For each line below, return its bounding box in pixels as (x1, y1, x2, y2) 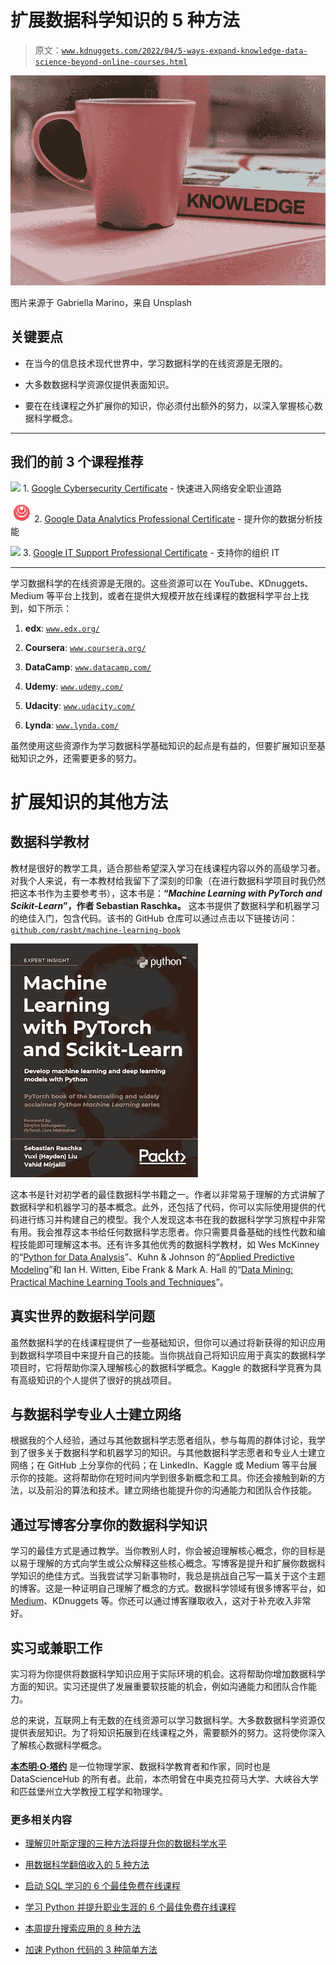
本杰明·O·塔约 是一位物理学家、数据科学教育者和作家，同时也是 (10, 1760, 272, 1772)
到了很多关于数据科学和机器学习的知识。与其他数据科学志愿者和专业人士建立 (10, 1447, 326, 1459)
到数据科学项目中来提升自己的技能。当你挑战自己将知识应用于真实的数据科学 (10, 1349, 326, 1361)
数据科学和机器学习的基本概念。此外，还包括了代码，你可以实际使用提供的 (10, 1201, 317, 1213)
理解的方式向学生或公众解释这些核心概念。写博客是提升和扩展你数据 (36, 1557, 317, 1570)
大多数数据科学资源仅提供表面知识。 (24, 378, 175, 390)
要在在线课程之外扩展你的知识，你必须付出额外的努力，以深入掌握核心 (24, 399, 315, 411)
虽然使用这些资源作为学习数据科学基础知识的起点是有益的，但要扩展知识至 (10, 739, 317, 751)
